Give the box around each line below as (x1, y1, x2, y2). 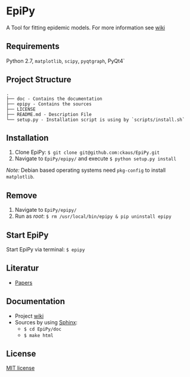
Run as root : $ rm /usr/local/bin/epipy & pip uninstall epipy (14, 212, 172, 220)
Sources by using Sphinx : (14, 318, 78, 326)
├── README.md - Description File (6, 111, 92, 117)
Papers (14, 279, 33, 286)
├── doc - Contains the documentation (6, 96, 102, 102)
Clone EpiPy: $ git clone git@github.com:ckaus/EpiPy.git (14, 148, 160, 156)
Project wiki (14, 312, 44, 320)
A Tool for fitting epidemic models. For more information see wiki (6, 24, 166, 31)
